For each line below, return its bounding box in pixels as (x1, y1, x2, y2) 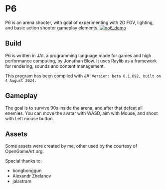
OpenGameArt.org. (5, 148, 44, 155)
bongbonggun (12, 168, 42, 174)
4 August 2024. (5, 78, 37, 83)
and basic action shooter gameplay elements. (5, 24, 99, 30)
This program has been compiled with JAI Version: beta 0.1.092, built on (5, 73, 161, 79)
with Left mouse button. (5, 115, 54, 121)
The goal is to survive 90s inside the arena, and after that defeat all (5, 105, 143, 111)
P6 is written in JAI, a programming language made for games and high (5, 52, 152, 58)
